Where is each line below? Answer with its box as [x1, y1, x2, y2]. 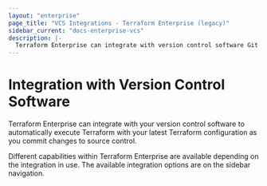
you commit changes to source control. [8, 137, 137, 146]
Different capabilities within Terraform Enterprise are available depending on [8, 152, 259, 161]
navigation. [8, 168, 45, 178]
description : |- [8, 34, 62, 42]
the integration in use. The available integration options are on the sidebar [8, 160, 251, 170]
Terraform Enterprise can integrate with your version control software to [8, 119, 245, 129]
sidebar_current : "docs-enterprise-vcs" [8, 26, 145, 34]
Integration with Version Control [8, 76, 226, 94]
